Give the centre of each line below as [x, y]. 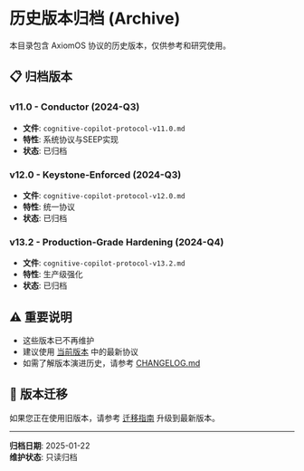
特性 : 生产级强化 [52, 274]
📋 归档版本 [41, 77]
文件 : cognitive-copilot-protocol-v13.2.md [104, 263]
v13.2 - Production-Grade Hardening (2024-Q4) [117, 242]
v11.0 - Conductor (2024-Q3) [75, 107]
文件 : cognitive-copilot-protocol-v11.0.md [104, 128]
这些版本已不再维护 [58, 341]
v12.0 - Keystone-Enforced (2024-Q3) [95, 175]
